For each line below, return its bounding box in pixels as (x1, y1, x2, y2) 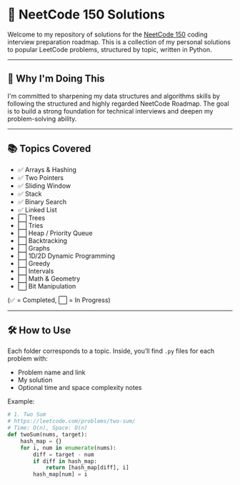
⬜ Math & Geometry (17, 274, 81, 283)
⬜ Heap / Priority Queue (17, 229, 93, 237)
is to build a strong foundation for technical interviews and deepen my (7, 106, 214, 115)
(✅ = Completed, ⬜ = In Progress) (7, 296, 111, 304)
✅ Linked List (17, 205, 57, 214)
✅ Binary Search (17, 197, 67, 206)
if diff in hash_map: (33, 457, 98, 465)
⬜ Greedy (17, 259, 51, 267)
